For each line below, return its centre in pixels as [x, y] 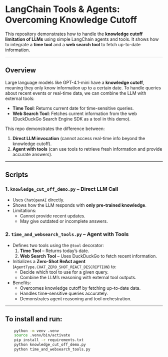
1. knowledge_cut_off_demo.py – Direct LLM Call [62, 189]
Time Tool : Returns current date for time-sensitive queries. [73, 108]
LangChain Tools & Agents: [62, 9]
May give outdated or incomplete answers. [64, 221]
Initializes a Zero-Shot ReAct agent [49, 261]
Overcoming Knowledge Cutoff [71, 20]
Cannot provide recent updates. [53, 216]
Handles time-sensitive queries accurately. [64, 293]
